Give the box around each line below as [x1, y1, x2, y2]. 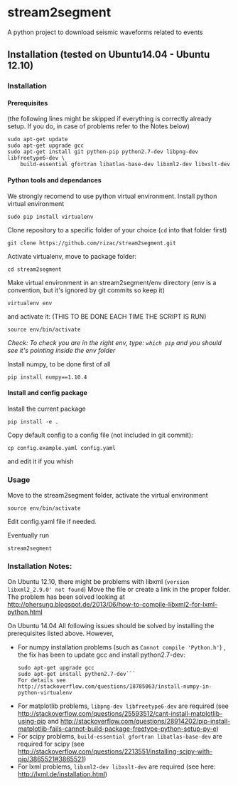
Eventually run [7, 531, 50, 540]
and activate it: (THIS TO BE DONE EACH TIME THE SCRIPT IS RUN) [7, 312, 207, 321]
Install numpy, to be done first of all [7, 359, 111, 368]
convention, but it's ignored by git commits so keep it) [7, 286, 165, 294]
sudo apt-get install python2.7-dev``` [17, 671, 136, 678]
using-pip [17, 717, 46, 726]
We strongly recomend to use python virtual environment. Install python [7, 192, 217, 200]
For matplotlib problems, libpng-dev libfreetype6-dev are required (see [17, 702, 229, 710]
